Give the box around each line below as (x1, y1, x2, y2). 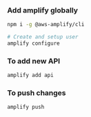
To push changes (7, 88, 67, 98)
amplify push (7, 104, 45, 111)
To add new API (7, 56, 61, 65)
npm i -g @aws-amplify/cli (7, 21, 85, 28)
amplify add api (7, 72, 54, 79)
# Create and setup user (7, 34, 79, 41)
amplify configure (7, 40, 60, 47)
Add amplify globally (7, 6, 78, 15)
